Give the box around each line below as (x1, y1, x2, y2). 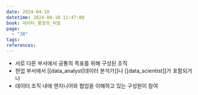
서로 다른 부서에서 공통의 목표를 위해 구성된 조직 (14, 60, 128, 67)
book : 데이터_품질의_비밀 (6, 20, 61, 26)
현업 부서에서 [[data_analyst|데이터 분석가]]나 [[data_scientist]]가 (14, 67, 172, 74)
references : (6, 43, 36, 49)
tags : (6, 37, 20, 43)
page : (6, 25, 20, 32)
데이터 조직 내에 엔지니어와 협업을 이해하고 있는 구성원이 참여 (14, 82, 158, 89)
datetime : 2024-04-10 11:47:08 (6, 14, 85, 20)
